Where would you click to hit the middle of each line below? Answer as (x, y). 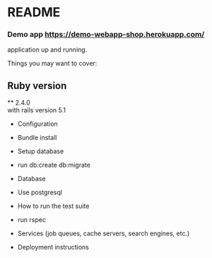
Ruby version (37, 86)
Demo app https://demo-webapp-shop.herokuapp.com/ (106, 35)
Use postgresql (40, 192)
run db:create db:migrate (54, 165)
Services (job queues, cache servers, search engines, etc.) (104, 233)
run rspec (31, 220)
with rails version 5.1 (36, 110)
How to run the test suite (53, 206)
